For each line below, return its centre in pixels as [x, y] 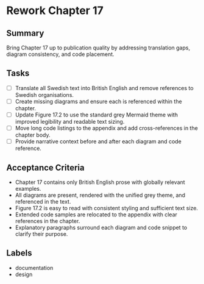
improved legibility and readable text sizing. [70, 122]
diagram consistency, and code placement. [60, 54]
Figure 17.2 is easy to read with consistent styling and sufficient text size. [107, 208]
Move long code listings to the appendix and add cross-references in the [106, 128]
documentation [34, 268]
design [24, 274]
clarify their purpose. [41, 234]
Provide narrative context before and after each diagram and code [98, 141]
